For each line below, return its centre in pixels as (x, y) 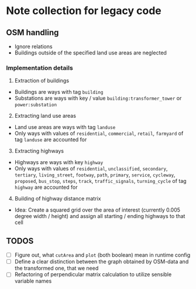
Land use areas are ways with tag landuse (65, 127)
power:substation (36, 105)
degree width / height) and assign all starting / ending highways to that (100, 216)
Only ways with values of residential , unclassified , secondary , (91, 169)
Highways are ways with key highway (59, 162)
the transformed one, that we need (56, 268)
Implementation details (39, 67)
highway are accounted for (46, 187)
